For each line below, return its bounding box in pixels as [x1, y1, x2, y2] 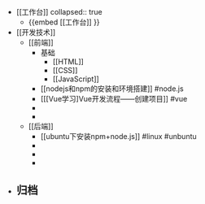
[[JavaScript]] [52, 74, 99, 84]
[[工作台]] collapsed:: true [15, 7, 103, 16]
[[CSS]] [52, 66, 78, 75]
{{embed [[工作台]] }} [28, 17, 100, 27]
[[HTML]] [52, 57, 84, 67]
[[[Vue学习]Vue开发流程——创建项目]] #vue [40, 94, 188, 103]
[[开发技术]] [15, 28, 56, 37]
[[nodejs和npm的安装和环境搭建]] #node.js [40, 84, 185, 93]
